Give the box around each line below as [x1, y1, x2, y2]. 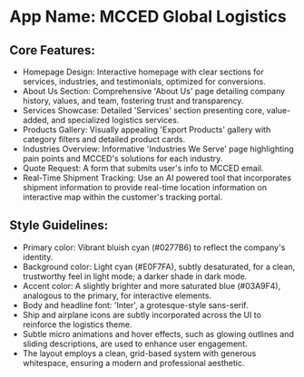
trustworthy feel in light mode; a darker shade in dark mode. [22, 270, 248, 282]
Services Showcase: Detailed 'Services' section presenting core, [22, 105, 265, 115]
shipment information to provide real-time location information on [22, 182, 268, 192]
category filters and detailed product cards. [22, 134, 186, 144]
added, [22, 115, 50, 125]
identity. [22, 251, 54, 262]
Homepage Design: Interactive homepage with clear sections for [22, 66, 265, 77]
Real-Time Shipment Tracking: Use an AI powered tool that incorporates [22, 172, 292, 183]
